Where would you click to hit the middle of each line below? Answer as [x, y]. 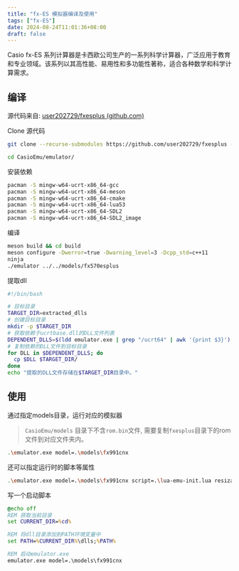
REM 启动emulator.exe [38, 554]
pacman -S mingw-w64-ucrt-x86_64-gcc [63, 185]
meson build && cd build [44, 246]
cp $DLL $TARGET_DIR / [46, 360]
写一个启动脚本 [29, 495]
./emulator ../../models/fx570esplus [63, 266]
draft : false [27, 34]
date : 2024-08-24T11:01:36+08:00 [57, 27]
